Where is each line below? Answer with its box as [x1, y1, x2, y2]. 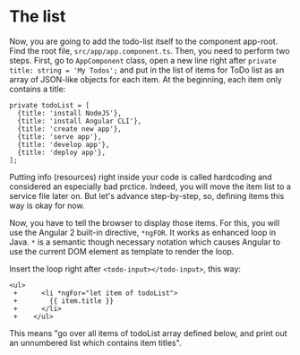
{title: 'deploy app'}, [17, 148, 106, 157]
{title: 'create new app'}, [17, 124, 123, 134]
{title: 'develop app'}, [17, 140, 110, 149]
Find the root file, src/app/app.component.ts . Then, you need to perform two [9, 45, 290, 56]
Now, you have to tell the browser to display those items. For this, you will [9, 217, 280, 228]
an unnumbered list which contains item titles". [9, 337, 182, 348]
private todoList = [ [9, 100, 90, 109]
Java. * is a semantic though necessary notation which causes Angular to [9, 236, 280, 247]
